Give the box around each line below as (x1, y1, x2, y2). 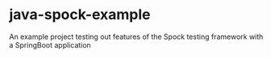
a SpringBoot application (9, 40, 91, 49)
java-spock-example (9, 6, 151, 24)
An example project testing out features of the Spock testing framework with (9, 32, 264, 41)
